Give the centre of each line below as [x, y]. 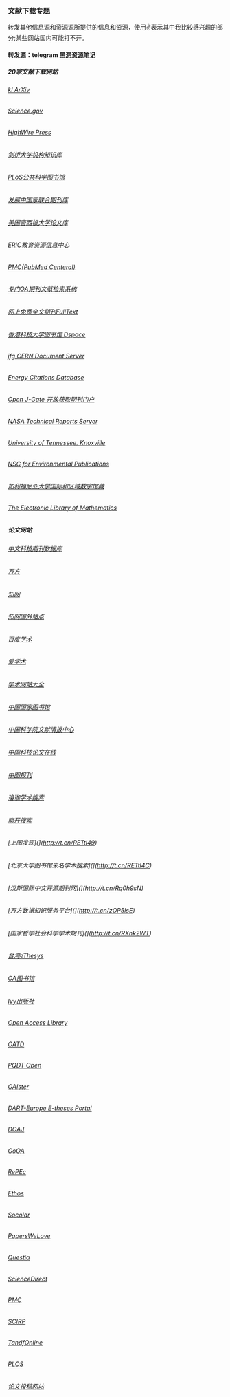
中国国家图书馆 [29, 707]
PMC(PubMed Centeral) [42, 267]
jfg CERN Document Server [46, 356]
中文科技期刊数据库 [35, 549]
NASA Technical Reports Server [53, 421]
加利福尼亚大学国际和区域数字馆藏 [56, 486]
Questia [19, 1257]
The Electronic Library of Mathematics [62, 508]
